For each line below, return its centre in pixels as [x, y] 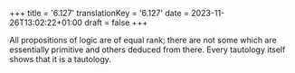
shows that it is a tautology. [60, 59]
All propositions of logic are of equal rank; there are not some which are [143, 40]
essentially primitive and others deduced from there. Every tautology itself [147, 50]
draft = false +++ [116, 23]
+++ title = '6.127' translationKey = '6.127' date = [100, 13]
